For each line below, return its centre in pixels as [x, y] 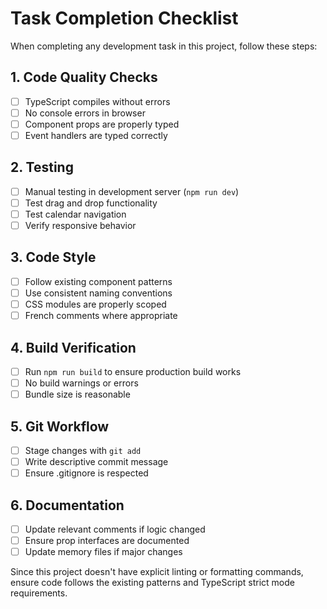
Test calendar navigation [75, 214]
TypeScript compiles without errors [97, 101]
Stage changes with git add [83, 450]
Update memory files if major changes [103, 552]
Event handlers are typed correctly [96, 135]
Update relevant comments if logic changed [115, 529]
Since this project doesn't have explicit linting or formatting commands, [157, 572]
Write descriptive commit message [96, 461]
